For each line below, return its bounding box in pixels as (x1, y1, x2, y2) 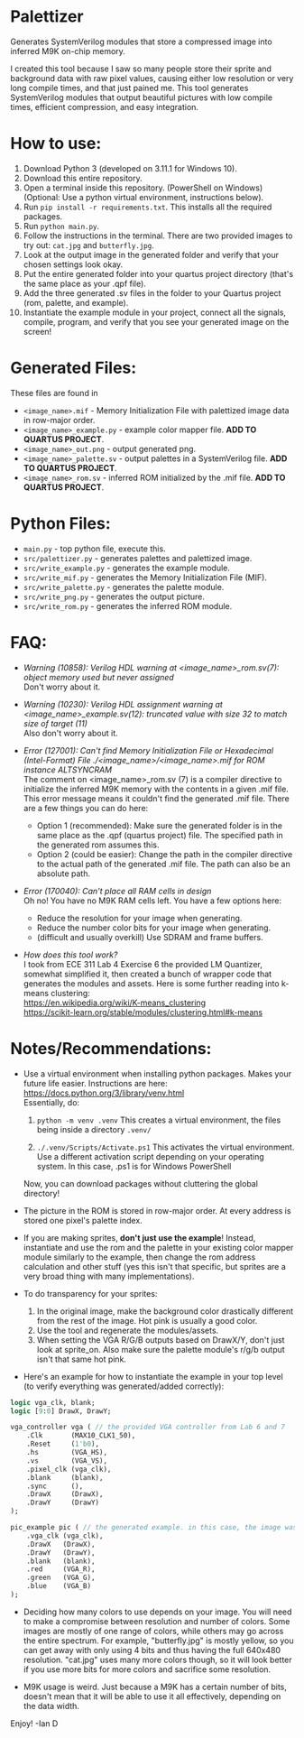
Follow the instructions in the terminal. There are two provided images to (23, 230, 293, 241)
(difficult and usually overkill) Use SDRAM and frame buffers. (36, 931, 264, 942)
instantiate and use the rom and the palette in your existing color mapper (23, 1242, 294, 1253)
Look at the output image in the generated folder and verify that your (23, 249, 279, 260)
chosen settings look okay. (23, 259, 124, 270)
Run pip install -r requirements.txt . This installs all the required (23, 201, 272, 212)
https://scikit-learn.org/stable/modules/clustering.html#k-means (23, 1006, 263, 1017)
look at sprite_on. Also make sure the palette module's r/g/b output (36, 1344, 285, 1354)
